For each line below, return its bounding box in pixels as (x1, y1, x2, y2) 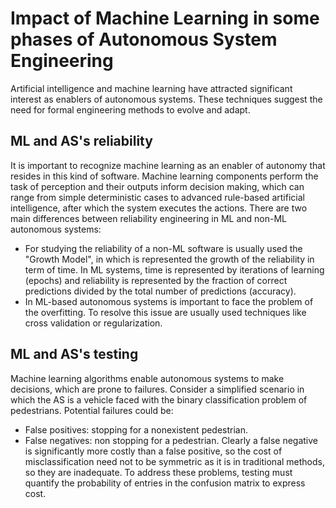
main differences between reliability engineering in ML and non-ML (10, 212, 287, 224)
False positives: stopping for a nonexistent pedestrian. (24, 423, 249, 436)
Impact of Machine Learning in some (10, 7, 320, 30)
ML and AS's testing (10, 346, 139, 363)
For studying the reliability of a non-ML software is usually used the (24, 242, 303, 254)
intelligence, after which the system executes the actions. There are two (10, 202, 308, 214)
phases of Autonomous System (10, 28, 278, 51)
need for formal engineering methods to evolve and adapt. (10, 103, 251, 116)
